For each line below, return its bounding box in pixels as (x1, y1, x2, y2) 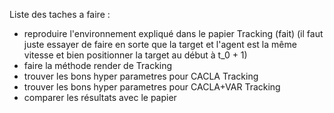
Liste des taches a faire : (9, 9, 111, 20)
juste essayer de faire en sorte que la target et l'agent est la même (23, 39, 297, 50)
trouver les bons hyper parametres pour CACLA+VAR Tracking (23, 81, 281, 93)
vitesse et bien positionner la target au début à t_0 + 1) (23, 49, 248, 61)
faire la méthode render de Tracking (23, 60, 173, 71)
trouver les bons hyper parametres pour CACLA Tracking (23, 70, 259, 82)
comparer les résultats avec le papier (23, 92, 177, 103)
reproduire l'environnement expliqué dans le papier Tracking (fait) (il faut (23, 28, 324, 39)
